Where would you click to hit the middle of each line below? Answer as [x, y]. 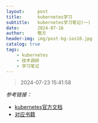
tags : [13, 50]
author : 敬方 [26, 33]
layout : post [27, 11]
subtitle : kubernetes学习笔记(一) [48, 22]
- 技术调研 [28, 60]
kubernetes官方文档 [38, 107]
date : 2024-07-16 [35, 28]
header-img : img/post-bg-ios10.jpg [49, 39]
